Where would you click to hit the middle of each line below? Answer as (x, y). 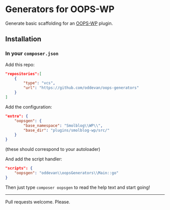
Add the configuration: (29, 107)
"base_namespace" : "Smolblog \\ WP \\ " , (63, 125)
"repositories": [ (24, 74)
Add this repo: (20, 65)
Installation (23, 39)
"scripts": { (19, 168)
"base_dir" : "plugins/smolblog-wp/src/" (67, 130)
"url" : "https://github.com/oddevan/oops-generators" (81, 88)
